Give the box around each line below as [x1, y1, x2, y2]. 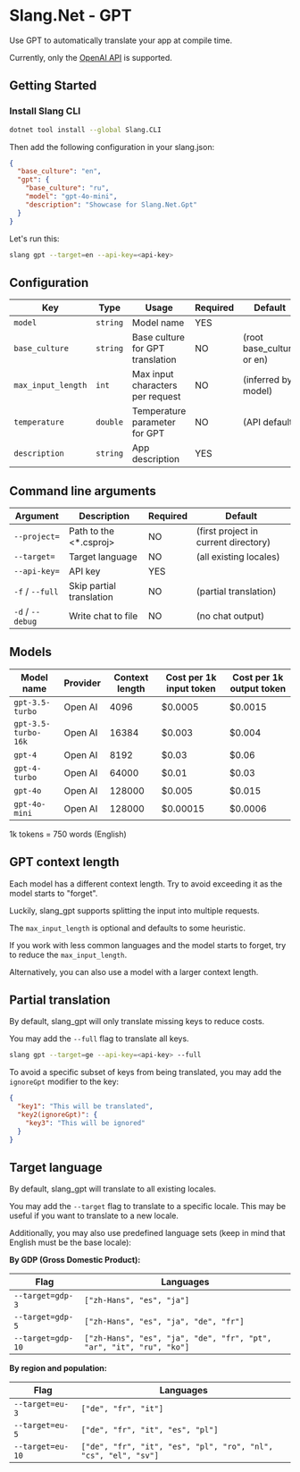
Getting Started [9, 78, 97, 94]
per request [132, 391, 181, 403]
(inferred [242, 374, 279, 386]
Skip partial [68, 580, 116, 592]
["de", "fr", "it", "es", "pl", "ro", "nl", [80, 1442, 274, 1452]
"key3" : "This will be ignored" [25, 1118, 146, 1127]
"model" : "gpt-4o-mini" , [25, 192, 118, 201]
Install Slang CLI [9, 105, 81, 117]
